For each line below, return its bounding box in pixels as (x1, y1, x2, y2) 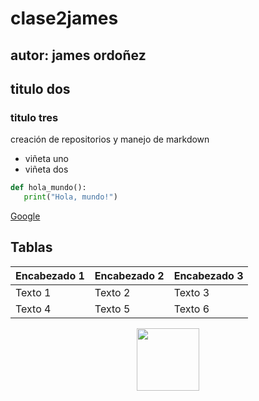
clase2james (10, 7, 119, 30)
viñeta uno (24, 153, 69, 165)
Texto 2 (94, 285, 131, 299)
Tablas (10, 239, 53, 256)
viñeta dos (24, 163, 69, 176)
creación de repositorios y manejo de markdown (10, 133, 210, 146)
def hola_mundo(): (10, 183, 87, 193)
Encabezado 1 (15, 268, 85, 282)
